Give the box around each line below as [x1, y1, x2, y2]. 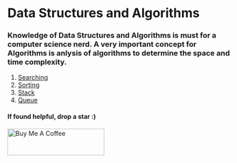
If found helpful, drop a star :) [7, 112, 96, 121]
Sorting [17, 80, 40, 90]
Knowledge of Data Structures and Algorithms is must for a [7, 31, 216, 41]
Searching [17, 73, 49, 82]
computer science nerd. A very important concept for [7, 39, 197, 49]
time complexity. [7, 57, 67, 67]
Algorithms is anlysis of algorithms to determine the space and [7, 48, 231, 58]
